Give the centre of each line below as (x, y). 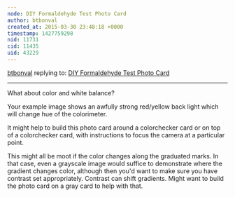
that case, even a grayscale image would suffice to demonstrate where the (115, 163)
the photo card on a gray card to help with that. (75, 186)
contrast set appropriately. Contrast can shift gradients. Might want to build (115, 178)
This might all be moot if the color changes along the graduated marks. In (113, 156)
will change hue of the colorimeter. (57, 114)
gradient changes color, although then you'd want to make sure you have (113, 171)
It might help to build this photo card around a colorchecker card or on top (114, 128)
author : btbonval (33, 20)
